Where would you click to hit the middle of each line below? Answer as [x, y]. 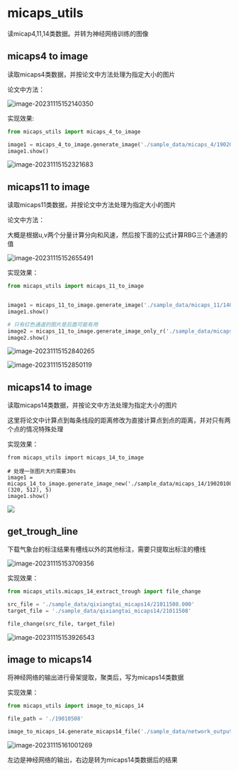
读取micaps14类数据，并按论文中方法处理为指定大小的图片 [93, 405]
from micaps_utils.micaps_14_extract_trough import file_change [104, 592]
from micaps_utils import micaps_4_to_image [74, 132]
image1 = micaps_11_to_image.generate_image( [75, 305]
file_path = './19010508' [45, 719]
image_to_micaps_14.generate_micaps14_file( [74, 732]
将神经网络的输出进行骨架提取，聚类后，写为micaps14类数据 [96, 677]
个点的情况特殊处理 [35, 429]
